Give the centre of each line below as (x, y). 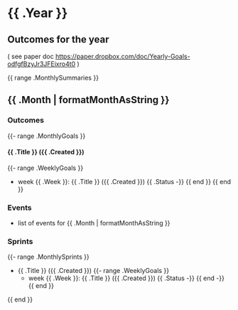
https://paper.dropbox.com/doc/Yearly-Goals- (123, 56)
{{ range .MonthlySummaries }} (53, 77)
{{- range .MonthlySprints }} (49, 257)
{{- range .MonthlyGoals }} (47, 136)
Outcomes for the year (58, 39)
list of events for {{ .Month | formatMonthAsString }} (94, 223)
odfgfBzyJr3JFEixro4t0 (42, 64)
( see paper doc (31, 56)
